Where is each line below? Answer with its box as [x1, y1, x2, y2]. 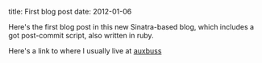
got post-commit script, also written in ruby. [8, 31, 155, 40]
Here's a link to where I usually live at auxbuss [8, 46, 162, 55]
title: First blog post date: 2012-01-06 [8, 7, 132, 16]
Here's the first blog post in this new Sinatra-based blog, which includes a [8, 22, 255, 31]
